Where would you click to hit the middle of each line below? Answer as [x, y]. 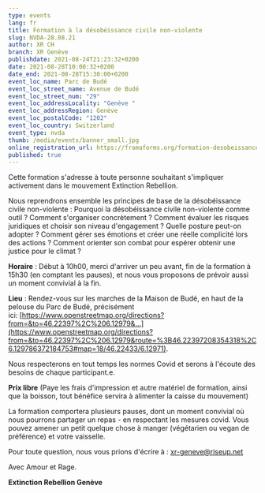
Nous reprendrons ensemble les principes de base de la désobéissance [125, 201]
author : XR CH [32, 45]
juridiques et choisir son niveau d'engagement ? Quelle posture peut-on [125, 226]
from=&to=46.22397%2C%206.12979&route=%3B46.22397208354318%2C [132, 341]
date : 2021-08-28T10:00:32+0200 [61, 67]
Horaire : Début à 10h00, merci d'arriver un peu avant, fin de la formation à [129, 267]
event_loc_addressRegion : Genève [63, 111]
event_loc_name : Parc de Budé [58, 81]
